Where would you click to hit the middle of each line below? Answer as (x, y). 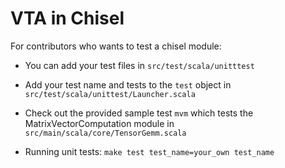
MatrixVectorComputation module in (99, 123)
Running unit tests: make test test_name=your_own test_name (149, 151)
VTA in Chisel (67, 18)
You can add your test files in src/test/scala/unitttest (139, 65)
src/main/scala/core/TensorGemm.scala (105, 133)
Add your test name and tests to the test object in (128, 84)
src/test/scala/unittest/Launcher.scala (110, 94)
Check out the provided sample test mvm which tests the (139, 113)
